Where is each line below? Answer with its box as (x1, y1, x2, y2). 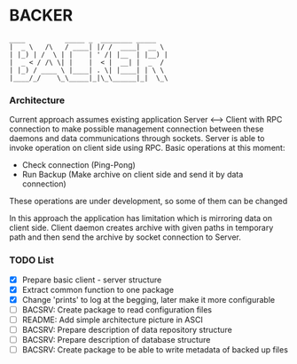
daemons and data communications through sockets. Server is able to (9, 133, 265, 144)
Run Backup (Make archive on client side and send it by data (21, 170, 244, 180)
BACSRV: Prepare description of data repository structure (21, 324, 232, 335)
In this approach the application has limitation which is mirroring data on (9, 213, 273, 224)
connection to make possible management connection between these (9, 123, 264, 134)
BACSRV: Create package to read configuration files (21, 304, 213, 315)
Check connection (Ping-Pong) (21, 160, 136, 170)
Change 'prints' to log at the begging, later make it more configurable (21, 294, 276, 305)
